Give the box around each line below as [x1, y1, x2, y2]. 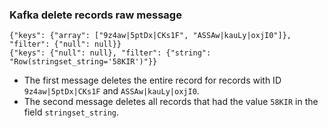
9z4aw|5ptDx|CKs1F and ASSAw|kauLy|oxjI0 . [23, 85, 200, 97]
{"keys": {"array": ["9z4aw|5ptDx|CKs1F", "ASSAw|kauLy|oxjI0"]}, [9, 31, 292, 41]
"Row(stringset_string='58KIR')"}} [9, 57, 158, 67]
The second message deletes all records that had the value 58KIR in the [23, 96, 319, 108]
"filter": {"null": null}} [9, 39, 122, 50]
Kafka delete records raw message [9, 8, 182, 22]
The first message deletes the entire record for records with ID [23, 74, 282, 87]
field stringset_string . [23, 106, 120, 118]
